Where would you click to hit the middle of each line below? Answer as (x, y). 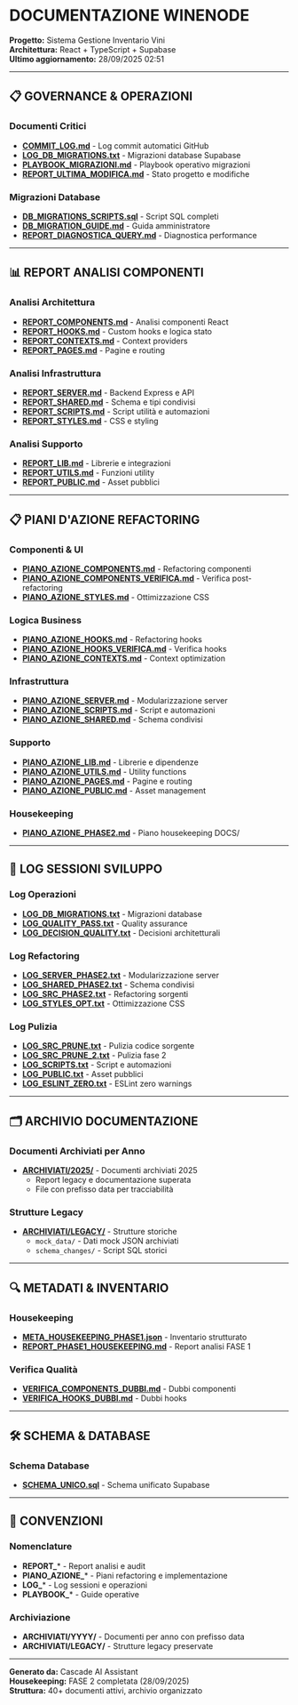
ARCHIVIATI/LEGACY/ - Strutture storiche (99, 1232)
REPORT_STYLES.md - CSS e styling (90, 421)
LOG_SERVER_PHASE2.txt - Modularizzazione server (121, 976)
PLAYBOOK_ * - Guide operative (81, 1594)
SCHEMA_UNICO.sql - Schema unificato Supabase (116, 1485)
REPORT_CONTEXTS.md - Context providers (105, 341)
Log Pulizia (33, 1026)
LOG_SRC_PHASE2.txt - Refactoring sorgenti (105, 994)
